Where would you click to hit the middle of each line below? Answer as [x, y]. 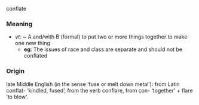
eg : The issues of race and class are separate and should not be [103, 49]
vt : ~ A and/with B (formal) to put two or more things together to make [101, 37]
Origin [16, 71]
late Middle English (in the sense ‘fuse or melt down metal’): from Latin [93, 84]
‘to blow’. [17, 97]
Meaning [19, 24]
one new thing [33, 43]
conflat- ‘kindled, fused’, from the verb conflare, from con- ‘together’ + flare [99, 90]
